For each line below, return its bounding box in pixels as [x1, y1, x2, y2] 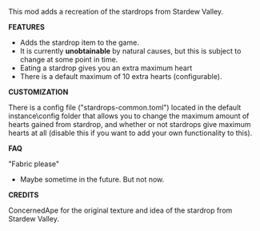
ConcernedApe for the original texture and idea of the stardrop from [8, 205, 233, 215]
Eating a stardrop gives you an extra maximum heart [19, 63, 193, 73]
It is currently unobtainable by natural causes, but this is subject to [19, 46, 242, 55]
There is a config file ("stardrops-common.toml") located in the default [8, 103, 242, 112]
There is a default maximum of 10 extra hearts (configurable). [19, 72, 222, 81]
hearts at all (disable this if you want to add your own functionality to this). [8, 128, 253, 137]
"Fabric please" [8, 159, 60, 169]
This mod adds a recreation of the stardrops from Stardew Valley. [8, 7, 224, 16]
